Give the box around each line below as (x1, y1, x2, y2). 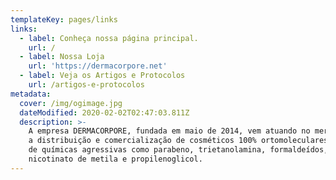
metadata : (10, 89, 52, 99)
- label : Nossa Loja (19, 52, 105, 62)
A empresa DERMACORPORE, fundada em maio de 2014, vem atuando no (28, 126, 311, 136)
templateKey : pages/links (10, 14, 118, 25)
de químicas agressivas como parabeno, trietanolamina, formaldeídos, (28, 145, 329, 155)
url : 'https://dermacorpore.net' (28, 61, 168, 71)
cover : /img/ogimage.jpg (19, 98, 123, 108)
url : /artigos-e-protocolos (28, 80, 145, 90)
